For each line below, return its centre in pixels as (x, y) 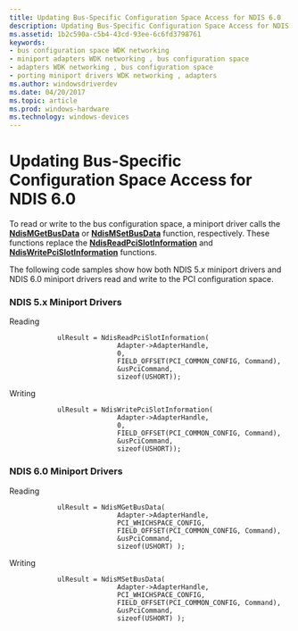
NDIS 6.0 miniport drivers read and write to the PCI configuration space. (141, 279)
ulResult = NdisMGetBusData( (111, 507)
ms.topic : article (43, 100)
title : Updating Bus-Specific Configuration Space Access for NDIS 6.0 (145, 17)
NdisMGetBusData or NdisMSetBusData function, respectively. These (140, 234)
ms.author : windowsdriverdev (63, 84)
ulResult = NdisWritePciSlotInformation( (135, 410)
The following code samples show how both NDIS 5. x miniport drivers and (145, 270)
